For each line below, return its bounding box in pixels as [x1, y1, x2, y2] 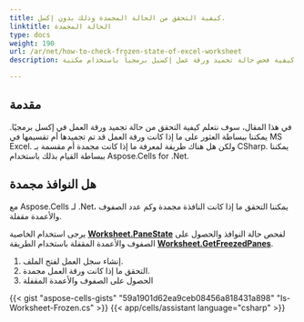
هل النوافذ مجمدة [9, 176, 97, 192]
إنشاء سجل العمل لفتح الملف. [22, 256, 124, 267]
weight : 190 [9, 38, 55, 48]
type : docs [9, 30, 51, 39]
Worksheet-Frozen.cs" [9, 302, 95, 313]
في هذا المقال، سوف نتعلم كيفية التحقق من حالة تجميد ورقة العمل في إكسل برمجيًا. [9, 121, 293, 132]
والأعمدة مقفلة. [9, 210, 62, 221]
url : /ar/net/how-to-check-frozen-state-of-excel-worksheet [9, 47, 243, 56]
